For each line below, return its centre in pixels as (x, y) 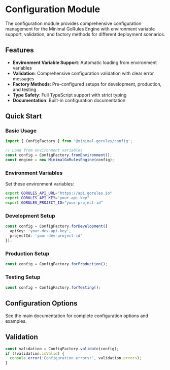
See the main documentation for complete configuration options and (77, 316)
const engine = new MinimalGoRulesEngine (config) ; (60, 160)
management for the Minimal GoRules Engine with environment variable (80, 28)
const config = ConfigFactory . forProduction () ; (57, 264)
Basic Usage (21, 131)
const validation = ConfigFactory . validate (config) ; (62, 349)
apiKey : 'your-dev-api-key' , (41, 231)
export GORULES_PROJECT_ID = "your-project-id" (54, 203)
